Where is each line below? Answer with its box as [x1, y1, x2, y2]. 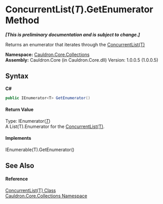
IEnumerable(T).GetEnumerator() [5, 146, 75, 153]
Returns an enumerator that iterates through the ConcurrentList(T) [5, 41, 145, 47]
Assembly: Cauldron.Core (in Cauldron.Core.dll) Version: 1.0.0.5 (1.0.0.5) [5, 57, 158, 63]
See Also [5, 161, 34, 170]
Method [5, 14, 39, 26]
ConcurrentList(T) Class [5, 187, 56, 193]
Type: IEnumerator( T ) [5, 118, 51, 124]
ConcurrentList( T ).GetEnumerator [5, 4, 154, 15]
